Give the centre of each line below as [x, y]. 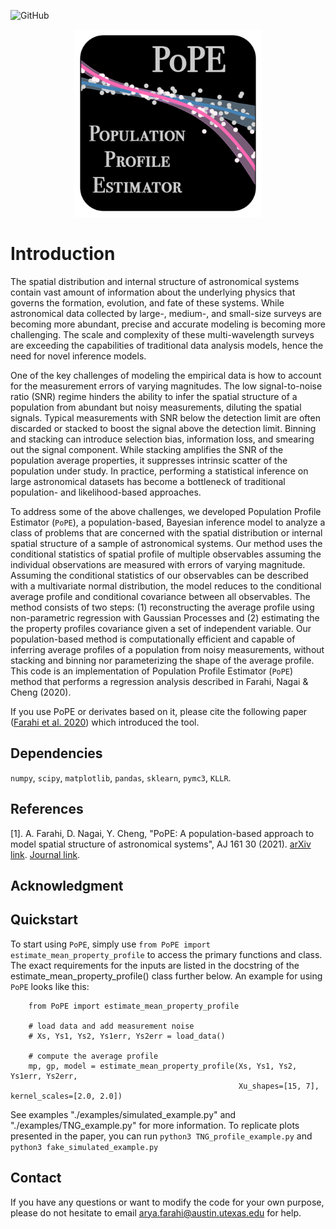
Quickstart [44, 920]
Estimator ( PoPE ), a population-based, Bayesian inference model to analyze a [168, 522]
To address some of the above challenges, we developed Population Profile [166, 511]
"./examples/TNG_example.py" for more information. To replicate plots [155, 1125]
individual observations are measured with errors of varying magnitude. [158, 564]
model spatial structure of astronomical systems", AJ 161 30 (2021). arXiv [161, 844]
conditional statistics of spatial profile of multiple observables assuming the [166, 554]
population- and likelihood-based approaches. [106, 492]
